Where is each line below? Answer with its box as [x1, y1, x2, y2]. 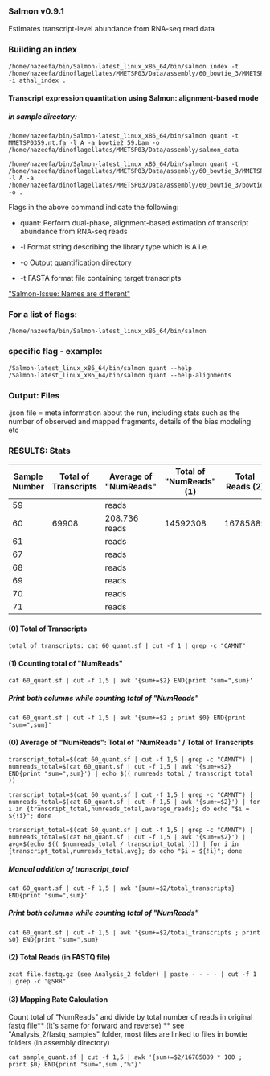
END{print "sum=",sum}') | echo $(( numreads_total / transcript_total [8, 769, 253, 777]
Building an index [8, 44, 78, 56]
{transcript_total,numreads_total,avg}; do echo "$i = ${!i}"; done [8, 847, 243, 855]
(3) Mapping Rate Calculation [8, 994, 108, 1004]
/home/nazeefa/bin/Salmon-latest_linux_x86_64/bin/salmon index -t [8, 62, 239, 70]
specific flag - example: [8, 346, 103, 357]
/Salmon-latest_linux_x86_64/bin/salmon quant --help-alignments [8, 371, 231, 379]
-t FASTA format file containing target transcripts [19, 274, 182, 283]
